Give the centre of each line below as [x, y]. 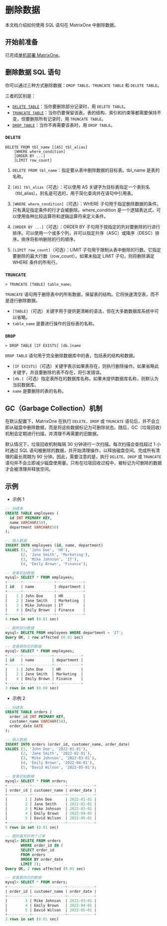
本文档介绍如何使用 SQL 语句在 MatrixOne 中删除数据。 [62, 25]
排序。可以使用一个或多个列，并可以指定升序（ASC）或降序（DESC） [84, 233]
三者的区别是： [20, 96]
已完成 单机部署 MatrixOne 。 [34, 55]
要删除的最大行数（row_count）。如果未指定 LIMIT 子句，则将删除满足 [83, 256]
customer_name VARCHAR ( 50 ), [39, 721]
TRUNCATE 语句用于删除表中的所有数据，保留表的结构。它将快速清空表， [78, 295]
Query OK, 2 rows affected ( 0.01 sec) [45, 869]
